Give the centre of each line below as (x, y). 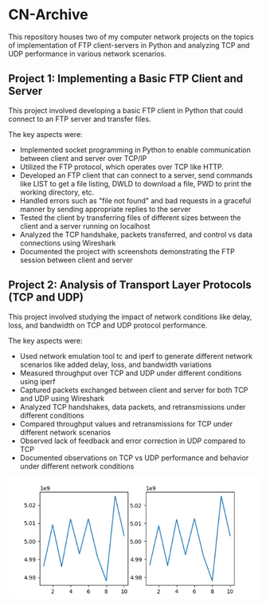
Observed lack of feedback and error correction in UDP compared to (132, 441)
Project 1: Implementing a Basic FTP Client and (126, 79)
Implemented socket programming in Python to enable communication (135, 150)
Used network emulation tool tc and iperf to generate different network (136, 356)
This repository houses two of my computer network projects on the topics (131, 37)
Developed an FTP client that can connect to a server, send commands (136, 175)
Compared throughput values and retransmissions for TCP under (126, 423)
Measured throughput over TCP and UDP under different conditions (131, 373)
